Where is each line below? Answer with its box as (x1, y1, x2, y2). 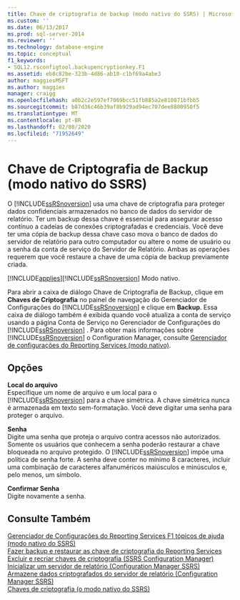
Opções (7, 361, 43, 374)
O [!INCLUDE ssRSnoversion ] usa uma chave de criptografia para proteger (7, 199, 225, 208)
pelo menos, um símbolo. (7, 471, 82, 479)
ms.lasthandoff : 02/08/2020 (7, 123, 91, 131)
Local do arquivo (7, 381, 59, 389)
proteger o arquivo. (7, 411, 64, 420)
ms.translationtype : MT (7, 110, 79, 117)
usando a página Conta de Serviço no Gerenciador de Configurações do (7, 319, 221, 327)
